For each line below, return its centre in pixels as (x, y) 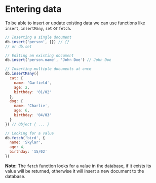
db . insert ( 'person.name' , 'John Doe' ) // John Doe (58, 60)
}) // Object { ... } (27, 124)
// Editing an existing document (39, 56)
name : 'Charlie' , (32, 106)
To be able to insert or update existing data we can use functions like (75, 23)
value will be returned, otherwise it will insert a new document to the (75, 171)
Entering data (33, 9)
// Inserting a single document (38, 37)
